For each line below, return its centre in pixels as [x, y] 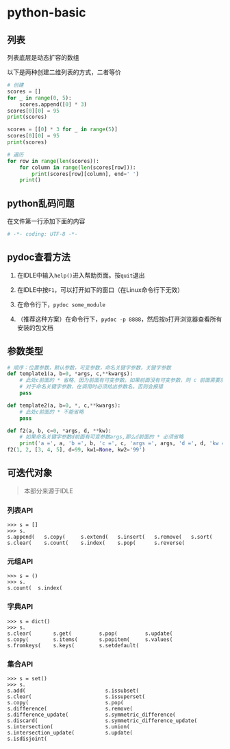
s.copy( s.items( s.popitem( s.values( [90, 639]
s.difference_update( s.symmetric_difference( [91, 715]
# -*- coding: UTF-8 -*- [42, 234]
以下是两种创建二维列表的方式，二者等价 [64, 72]
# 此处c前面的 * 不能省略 [52, 412]
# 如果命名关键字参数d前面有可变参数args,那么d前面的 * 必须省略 [101, 437]
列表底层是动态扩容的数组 [43, 57]
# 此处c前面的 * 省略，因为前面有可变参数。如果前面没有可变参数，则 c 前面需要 [120, 380]
